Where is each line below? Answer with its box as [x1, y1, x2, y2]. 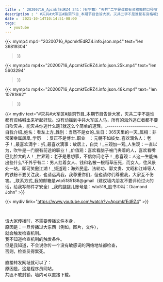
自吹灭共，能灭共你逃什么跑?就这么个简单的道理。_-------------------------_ [5, 123, 158, 129]
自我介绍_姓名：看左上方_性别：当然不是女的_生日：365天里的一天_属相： [5, 129, 153, 135]
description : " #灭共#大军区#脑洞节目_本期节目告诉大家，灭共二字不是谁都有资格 [5, 12, 154, 17]
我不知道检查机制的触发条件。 [5, 236, 65, 242]
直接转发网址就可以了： [5, 260, 52, 265]
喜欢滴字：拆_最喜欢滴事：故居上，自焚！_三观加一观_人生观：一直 [19, 141, 153, 147]
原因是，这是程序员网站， [5, 265, 56, 272]
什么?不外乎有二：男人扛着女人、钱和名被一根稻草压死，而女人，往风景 [13, 160, 156, 166]
